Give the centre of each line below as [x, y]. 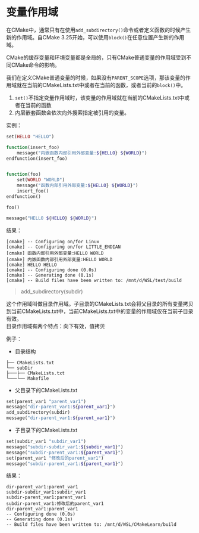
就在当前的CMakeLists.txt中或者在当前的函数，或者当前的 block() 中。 [101, 85]
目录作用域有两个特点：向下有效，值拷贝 [56, 326]
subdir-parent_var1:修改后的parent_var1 [55, 504]
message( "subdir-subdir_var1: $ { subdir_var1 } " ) [65, 447]
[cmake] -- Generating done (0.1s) [50, 275]
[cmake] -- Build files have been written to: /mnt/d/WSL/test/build [94, 280]
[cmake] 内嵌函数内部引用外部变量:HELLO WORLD [59, 259]
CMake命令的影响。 [36, 65]
